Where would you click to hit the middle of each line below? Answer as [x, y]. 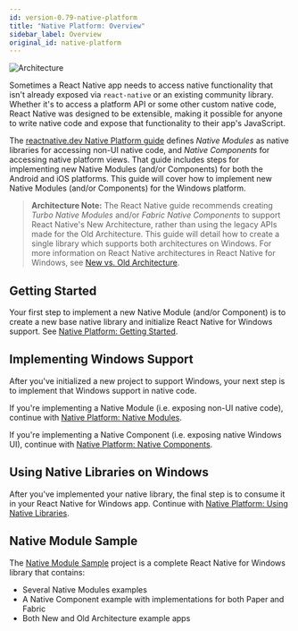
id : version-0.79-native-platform [74, 17]
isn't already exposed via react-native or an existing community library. [141, 95]
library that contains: [47, 572]
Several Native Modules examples [84, 589]
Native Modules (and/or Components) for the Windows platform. [128, 188]
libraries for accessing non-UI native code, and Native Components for [140, 150]
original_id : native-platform [66, 43]
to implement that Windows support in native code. [103, 390]
